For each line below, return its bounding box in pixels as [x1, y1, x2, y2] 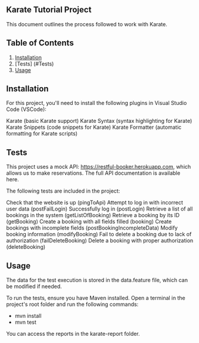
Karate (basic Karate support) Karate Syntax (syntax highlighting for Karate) [6, 118, 192, 125]
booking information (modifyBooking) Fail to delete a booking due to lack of [6, 231, 192, 238]
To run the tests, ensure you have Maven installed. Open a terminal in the [6, 295, 186, 302]
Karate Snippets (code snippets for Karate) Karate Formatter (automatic [6, 123, 182, 131]
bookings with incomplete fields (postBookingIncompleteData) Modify [6, 224, 178, 231]
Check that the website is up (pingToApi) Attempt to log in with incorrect [6, 199, 184, 206]
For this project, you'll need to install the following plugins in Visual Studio [6, 100, 187, 107]
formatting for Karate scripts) [6, 130, 78, 137]
